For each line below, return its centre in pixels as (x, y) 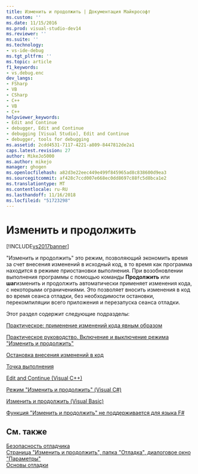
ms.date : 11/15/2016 (32, 23)
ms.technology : (25, 45)
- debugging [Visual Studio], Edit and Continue (68, 134)
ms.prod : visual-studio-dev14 (44, 28)
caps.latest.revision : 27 (38, 150)
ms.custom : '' (24, 17)
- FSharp (17, 84)
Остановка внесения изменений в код (55, 355)
